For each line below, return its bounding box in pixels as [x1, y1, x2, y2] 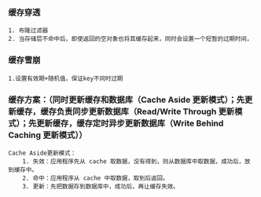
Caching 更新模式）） [8, 130, 88, 140]
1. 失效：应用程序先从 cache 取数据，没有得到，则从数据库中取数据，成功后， [22, 157, 245, 166]
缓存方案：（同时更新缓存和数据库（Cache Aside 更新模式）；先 [8, 94, 245, 105]
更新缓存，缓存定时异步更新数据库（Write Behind [36, 118, 224, 129]
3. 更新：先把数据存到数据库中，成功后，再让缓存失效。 [22, 182, 179, 190]
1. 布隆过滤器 [8, 27, 49, 35]
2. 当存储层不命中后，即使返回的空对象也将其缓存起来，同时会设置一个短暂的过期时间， [8, 35, 253, 43]
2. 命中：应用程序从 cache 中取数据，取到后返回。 [22, 174, 169, 182]
